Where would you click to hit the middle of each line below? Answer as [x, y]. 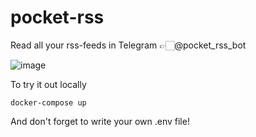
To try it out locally [48, 84]
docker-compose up [48, 102]
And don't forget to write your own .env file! [100, 121]
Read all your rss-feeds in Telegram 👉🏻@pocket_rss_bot [128, 45]
